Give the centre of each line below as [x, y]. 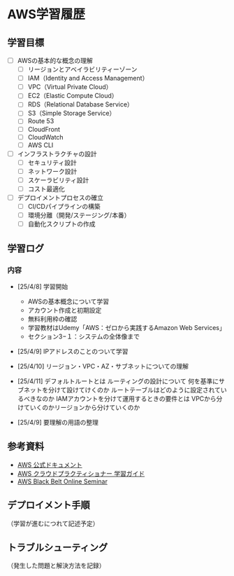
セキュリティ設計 [52, 163]
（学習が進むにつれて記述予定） [53, 523]
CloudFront [44, 129]
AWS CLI [41, 145]
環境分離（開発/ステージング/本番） [79, 215]
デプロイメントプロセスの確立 [60, 198]
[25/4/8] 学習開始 [43, 286]
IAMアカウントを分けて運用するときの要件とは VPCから [136, 398]
